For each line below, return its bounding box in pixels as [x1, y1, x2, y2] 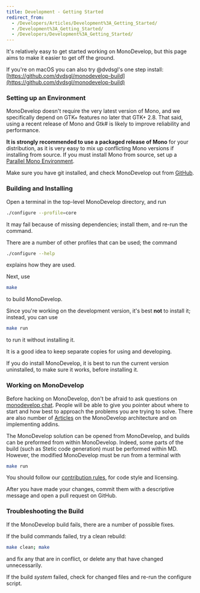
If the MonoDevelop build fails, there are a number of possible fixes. [6, 521, 175, 528]
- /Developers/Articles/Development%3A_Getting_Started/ [11, 20, 158, 26]
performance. [6, 127, 40, 134]
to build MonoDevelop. [6, 296, 63, 303]
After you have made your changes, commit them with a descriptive [6, 486, 175, 493]
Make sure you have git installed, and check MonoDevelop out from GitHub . [6, 170, 195, 177]
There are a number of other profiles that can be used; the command [6, 239, 178, 246]
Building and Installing [6, 185, 73, 193]
